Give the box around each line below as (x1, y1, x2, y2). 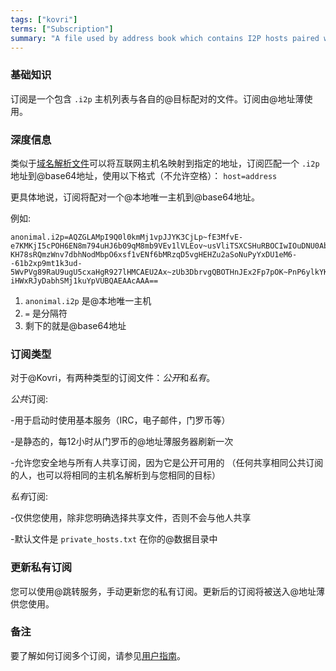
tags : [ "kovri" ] (10, 14, 78, 25)
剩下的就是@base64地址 (24, 319, 127, 331)
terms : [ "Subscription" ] (10, 24, 114, 34)
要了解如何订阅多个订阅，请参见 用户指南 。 (10, 649, 186, 661)
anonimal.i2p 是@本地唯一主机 (24, 294, 152, 306)
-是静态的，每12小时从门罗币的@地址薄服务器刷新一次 (10, 436, 234, 448)
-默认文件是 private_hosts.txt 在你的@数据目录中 (10, 533, 218, 545)
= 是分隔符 (24, 307, 68, 319)
